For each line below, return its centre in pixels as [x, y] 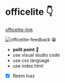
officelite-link [19, 29]
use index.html [28, 66]
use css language [31, 60]
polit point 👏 [26, 49]
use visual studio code [36, 55]
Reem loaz [24, 76]
